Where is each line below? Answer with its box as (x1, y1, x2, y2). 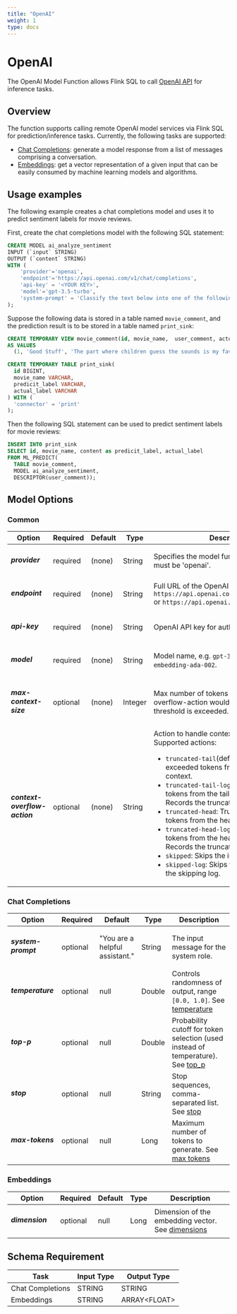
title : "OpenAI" (7, 10, 55, 18)
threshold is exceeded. (153, 707, 229, 716)
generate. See (171, 1145, 219, 1155)
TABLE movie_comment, (13, 460, 78, 467)
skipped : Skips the (165, 850, 226, 860)
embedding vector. (154, 1216, 217, 1226)
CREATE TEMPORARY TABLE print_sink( (7, 361, 115, 368)
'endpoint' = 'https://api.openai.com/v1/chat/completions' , (20, 275, 197, 282)
